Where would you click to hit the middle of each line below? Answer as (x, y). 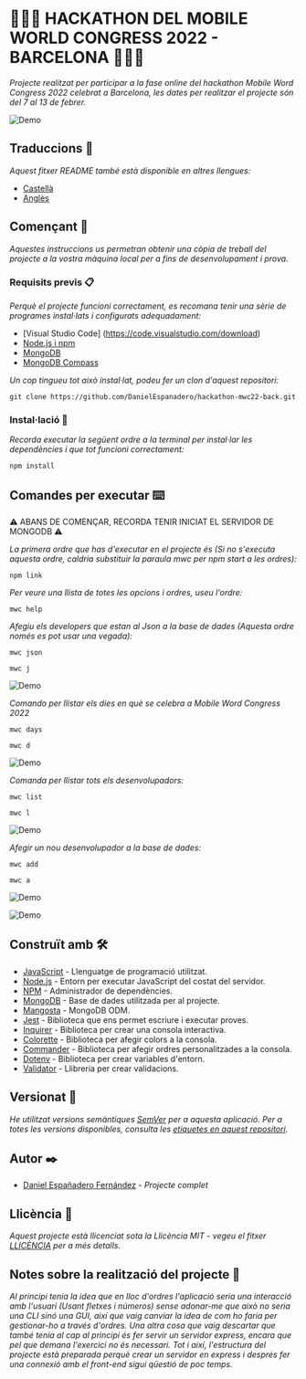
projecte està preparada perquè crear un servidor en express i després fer (150, 1354)
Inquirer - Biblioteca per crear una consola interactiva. (124, 1029)
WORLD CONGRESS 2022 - (114, 38)
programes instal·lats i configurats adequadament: (106, 315)
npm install (32, 466)
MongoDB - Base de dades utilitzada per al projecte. (121, 1000)
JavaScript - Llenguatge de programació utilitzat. (115, 971)
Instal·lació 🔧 (39, 419)
